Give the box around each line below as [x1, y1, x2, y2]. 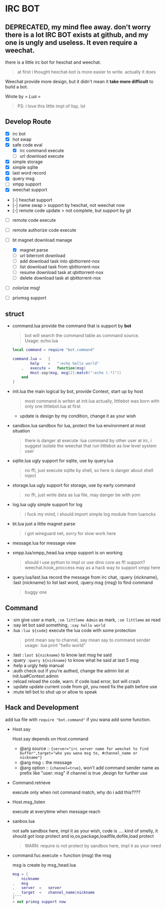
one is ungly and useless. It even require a [5, 38, 138, 47]
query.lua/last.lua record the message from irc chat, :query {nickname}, [12, 574, 159, 580]
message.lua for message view [12, 540, 76, 546]
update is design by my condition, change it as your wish [19, 413, 136, 419]
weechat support [12, 187, 48, 193]
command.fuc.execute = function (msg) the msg [12, 852, 111, 858]
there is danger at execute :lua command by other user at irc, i [24, 438, 152, 444]
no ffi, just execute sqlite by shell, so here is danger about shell [24, 467, 154, 473]
